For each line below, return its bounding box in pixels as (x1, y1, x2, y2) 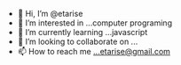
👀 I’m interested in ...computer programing (17, 18, 173, 28)
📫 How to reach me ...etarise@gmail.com (17, 47, 171, 56)
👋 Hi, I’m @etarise (17, 9, 83, 18)
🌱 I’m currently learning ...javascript (17, 27, 148, 37)
